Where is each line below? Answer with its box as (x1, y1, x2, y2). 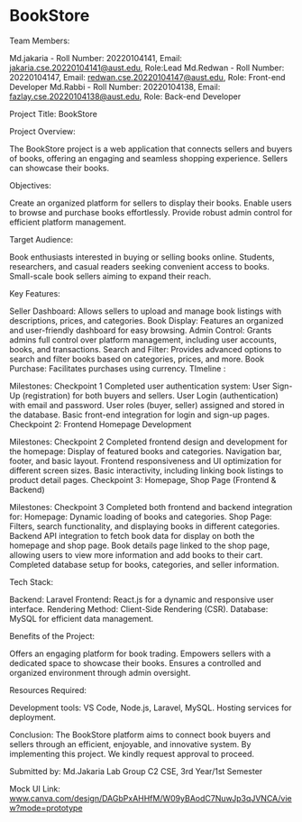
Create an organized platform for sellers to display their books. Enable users (9, 197, 292, 208)
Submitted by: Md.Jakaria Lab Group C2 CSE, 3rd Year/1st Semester (9, 765, 263, 776)
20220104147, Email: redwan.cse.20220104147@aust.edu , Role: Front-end (9, 71, 286, 82)
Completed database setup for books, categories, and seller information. (9, 559, 279, 570)
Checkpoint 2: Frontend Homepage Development (9, 418, 192, 429)
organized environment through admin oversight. (9, 667, 191, 678)
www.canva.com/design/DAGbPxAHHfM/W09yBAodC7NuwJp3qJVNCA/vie (9, 792, 292, 803)
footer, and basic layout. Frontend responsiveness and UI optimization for (9, 455, 282, 466)
